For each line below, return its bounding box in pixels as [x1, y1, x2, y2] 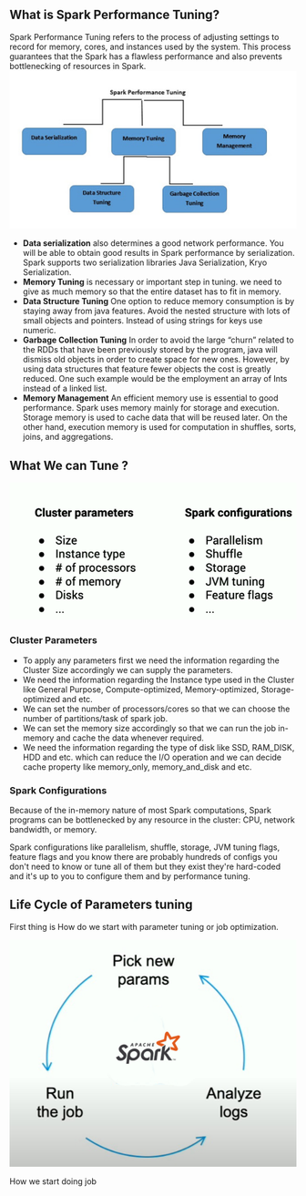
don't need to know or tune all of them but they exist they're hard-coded [9, 861, 281, 872]
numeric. [22, 325, 56, 336]
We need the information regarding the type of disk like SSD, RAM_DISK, [22, 741, 295, 752]
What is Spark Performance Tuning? [9, 7, 220, 23]
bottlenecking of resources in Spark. [9, 60, 147, 71]
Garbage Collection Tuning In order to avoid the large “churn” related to [22, 334, 294, 345]
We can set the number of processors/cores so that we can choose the [22, 703, 291, 714]
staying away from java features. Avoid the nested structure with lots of [22, 305, 291, 317]
